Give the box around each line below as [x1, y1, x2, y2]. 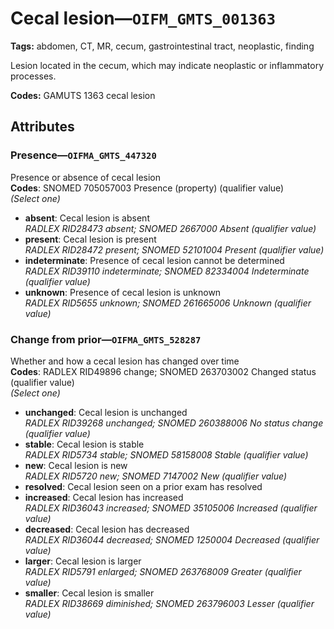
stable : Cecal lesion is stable [24, 438, 145, 450]
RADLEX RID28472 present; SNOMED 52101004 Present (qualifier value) [24, 243, 325, 256]
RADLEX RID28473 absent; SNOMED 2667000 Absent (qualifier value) [24, 222, 317, 234]
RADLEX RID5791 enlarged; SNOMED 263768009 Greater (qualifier [24, 565, 302, 577]
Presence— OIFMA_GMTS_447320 [10, 148, 157, 162]
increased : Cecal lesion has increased [24, 491, 184, 503]
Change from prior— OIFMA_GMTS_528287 [10, 332, 202, 346]
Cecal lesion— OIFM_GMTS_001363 [10, 7, 276, 30]
